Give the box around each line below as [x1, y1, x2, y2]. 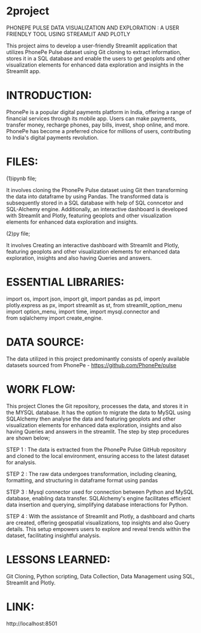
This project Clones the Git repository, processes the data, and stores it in [6, 402, 188, 409]
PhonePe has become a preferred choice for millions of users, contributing [6, 127, 191, 134]
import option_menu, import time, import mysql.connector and [6, 308, 160, 315]
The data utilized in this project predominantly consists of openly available [6, 355, 190, 362]
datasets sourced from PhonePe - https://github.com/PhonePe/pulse [6, 361, 177, 368]
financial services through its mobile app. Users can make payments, [6, 115, 177, 122]
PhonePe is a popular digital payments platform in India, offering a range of [6, 108, 192, 115]
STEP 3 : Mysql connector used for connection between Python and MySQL [6, 488, 194, 496]
